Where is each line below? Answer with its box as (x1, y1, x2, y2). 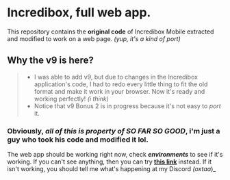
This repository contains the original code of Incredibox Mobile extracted (7, 27, 214, 36)
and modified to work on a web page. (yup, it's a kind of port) (7, 34, 181, 42)
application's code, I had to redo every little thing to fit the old (34, 80, 208, 88)
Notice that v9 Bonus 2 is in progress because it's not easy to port (34, 101, 221, 110)
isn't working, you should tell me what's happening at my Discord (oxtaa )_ (7, 165, 216, 173)
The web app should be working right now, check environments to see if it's (7, 151, 223, 159)
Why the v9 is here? (7, 55, 94, 66)
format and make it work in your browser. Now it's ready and (34, 87, 205, 95)
